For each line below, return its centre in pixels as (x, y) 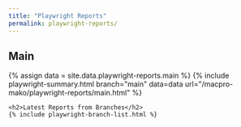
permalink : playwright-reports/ (63, 23)
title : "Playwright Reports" (58, 16)
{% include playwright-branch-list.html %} (83, 115)
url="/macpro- (209, 84)
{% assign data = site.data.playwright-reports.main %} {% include (119, 76)
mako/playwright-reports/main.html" (69, 93)
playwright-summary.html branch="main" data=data (96, 84)
